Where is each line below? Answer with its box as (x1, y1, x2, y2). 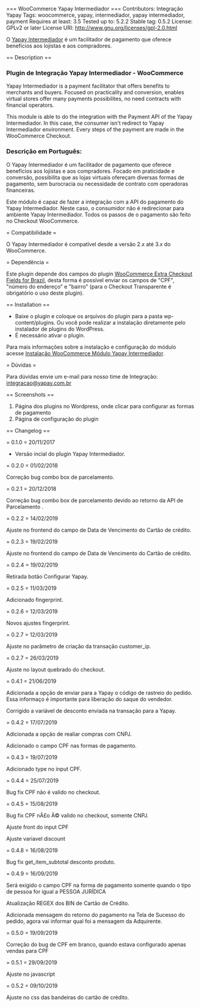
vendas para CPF (6, 947, 49, 954)
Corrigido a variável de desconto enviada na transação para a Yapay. (6, 707, 177, 714)
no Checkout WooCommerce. (6, 217, 80, 224)
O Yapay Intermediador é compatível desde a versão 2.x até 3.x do (6, 240, 171, 248)
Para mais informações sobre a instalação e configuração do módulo (6, 343, 177, 350)
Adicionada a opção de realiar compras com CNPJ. (6, 730, 132, 738)
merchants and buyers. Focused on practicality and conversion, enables (6, 89, 184, 96)
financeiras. (6, 186, 36, 194)
